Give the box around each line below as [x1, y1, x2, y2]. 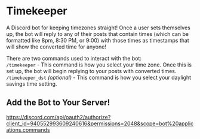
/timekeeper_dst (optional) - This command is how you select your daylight [6, 74, 192, 81]
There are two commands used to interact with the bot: [6, 55, 142, 62]
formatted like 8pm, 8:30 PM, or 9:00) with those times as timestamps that [6, 37, 189, 44]
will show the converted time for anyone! [6, 43, 106, 50]
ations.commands [6, 126, 50, 133]
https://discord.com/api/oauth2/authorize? [6, 113, 111, 120]
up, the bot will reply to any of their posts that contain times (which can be [6, 30, 189, 37]
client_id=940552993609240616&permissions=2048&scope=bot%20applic [6, 120, 194, 127]
